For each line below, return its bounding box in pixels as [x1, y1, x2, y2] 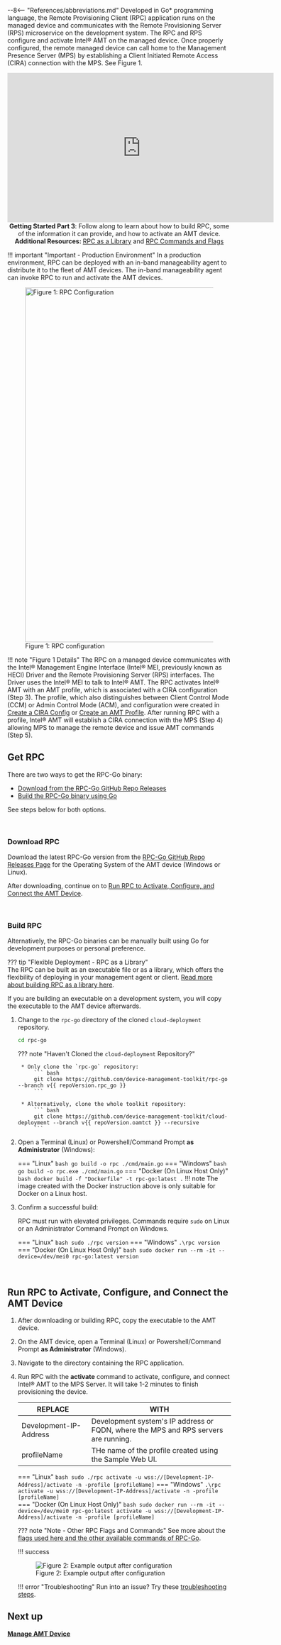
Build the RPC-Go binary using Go [17, 791, 117, 800]
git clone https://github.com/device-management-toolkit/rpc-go [33, 1076, 228, 1083]
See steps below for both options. [7, 805, 106, 814]
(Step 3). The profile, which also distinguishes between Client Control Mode [7, 693, 229, 702]
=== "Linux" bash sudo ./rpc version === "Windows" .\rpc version [17, 1238, 221, 1247]
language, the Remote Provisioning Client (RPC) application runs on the [7, 13, 216, 22]
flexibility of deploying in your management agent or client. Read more [7, 973, 213, 982]
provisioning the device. [17, 1388, 89, 1396]
